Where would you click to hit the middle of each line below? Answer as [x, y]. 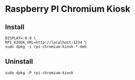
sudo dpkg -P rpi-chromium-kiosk [39, 73]
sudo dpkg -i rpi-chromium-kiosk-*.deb [46, 47]
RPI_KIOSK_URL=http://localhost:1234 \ [46, 42]
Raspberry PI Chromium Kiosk [68, 9]
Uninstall [19, 62]
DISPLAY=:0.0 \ [21, 38]
